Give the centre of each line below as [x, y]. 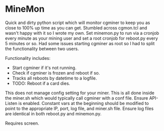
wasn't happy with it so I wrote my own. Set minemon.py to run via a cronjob [82, 33]
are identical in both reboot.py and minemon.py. [53, 113]
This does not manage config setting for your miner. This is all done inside [80, 93]
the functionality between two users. [42, 49]
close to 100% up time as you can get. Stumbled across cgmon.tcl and [76, 27]
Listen [11, 103]
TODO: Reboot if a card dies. [41, 83]
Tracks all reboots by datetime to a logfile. [54, 78]
